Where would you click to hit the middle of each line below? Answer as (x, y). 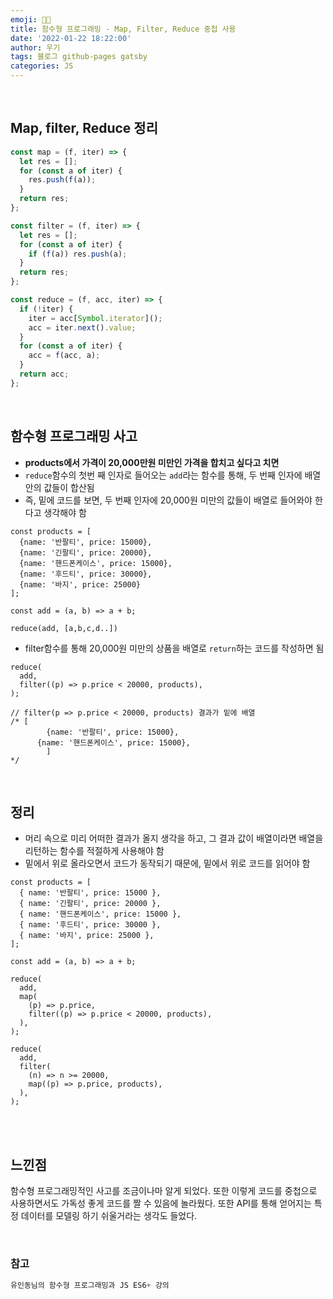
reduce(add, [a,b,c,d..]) (64, 628)
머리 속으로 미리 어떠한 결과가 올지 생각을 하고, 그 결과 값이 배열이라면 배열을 (174, 838)
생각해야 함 (65, 512)
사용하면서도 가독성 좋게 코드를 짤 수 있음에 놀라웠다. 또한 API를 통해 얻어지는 (161, 1203)
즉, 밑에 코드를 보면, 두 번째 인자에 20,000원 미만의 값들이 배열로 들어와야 (168, 500)
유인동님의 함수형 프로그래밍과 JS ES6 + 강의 (90, 1285)
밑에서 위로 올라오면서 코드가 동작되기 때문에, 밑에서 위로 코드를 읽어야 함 (167, 863)
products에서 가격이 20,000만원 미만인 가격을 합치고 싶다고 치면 (152, 462)
